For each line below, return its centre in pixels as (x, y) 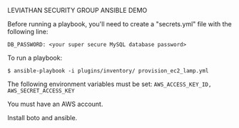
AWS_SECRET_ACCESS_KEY (41, 91)
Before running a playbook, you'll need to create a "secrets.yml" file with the (119, 24)
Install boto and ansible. (42, 118)
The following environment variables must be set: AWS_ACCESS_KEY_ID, (110, 84)
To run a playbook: (35, 58)
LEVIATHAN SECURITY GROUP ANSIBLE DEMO (77, 10)
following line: (28, 32)
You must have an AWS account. (55, 104)
